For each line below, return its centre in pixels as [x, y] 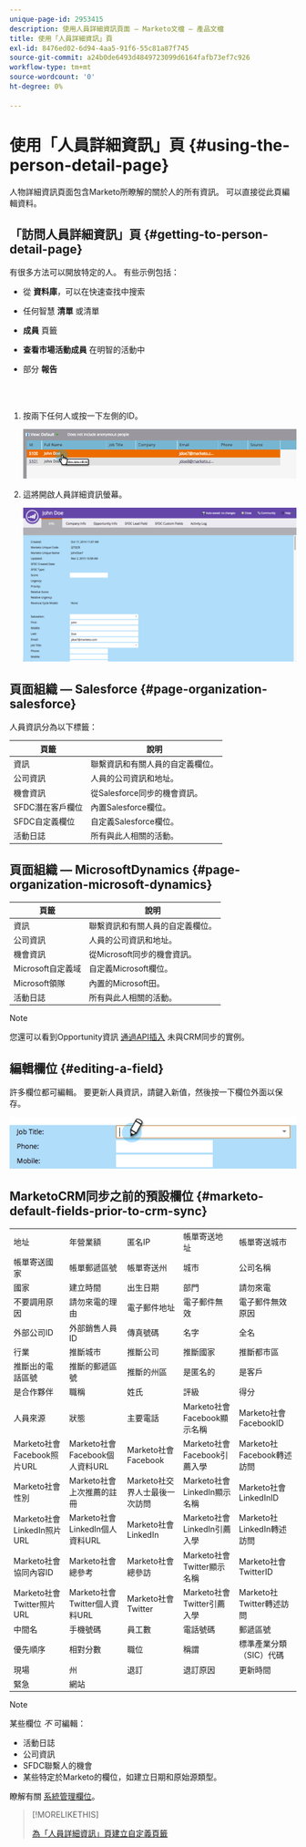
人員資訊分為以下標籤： [53, 727]
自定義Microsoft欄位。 [131, 969]
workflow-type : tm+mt [51, 67]
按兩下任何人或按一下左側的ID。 [82, 416]
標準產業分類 [263, 1644]
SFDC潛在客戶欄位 [48, 807]
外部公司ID [33, 1333]
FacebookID [261, 1423]
